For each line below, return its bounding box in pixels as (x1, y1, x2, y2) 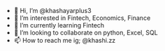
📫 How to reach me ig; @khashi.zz (13, 37, 116, 44)
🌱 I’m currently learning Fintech (13, 21, 105, 29)
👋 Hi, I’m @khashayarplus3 (13, 7, 92, 14)
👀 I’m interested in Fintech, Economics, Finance (13, 14, 151, 22)
